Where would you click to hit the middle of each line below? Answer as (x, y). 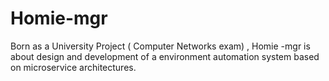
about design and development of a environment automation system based (165, 56)
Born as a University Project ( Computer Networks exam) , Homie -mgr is (160, 46)
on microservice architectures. (73, 67)
